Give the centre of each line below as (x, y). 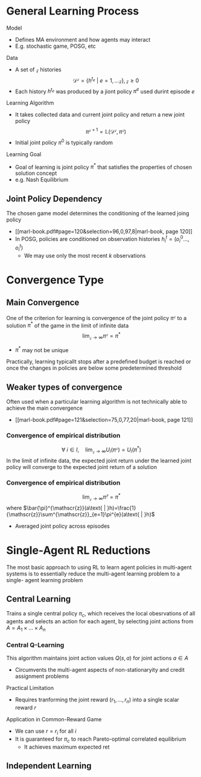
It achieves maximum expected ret (67, 747)
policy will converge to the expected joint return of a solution (81, 467)
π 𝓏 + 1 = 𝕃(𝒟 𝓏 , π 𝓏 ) (106, 131)
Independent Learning (49, 766)
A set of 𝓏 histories (38, 69)
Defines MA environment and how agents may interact (83, 39)
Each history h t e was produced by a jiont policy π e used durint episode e (105, 91)
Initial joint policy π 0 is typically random (64, 142)
